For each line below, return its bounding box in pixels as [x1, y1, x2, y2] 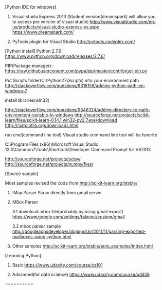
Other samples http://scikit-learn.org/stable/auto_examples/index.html [12, 243, 153, 249]
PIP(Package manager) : [5, 63, 54, 68]
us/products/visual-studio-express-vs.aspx [12, 24, 99, 30]
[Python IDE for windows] [5, 4, 56, 10]
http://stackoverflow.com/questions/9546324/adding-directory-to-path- [5, 107, 150, 112]
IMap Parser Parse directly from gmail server [12, 190, 102, 195]
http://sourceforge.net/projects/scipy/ [5, 156, 81, 162]
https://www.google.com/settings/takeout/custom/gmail [12, 214, 125, 220]
